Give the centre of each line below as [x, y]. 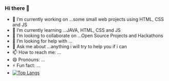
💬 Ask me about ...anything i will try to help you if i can [69, 47]
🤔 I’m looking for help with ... [42, 41]
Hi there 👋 [17, 8]
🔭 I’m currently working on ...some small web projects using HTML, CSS [88, 19]
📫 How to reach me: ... [37, 52]
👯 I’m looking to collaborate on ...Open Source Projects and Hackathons [88, 36]
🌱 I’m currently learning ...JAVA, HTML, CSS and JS [66, 30]
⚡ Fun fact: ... [26, 66]
